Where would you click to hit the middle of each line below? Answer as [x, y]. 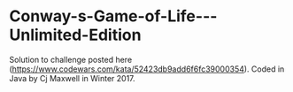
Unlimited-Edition [75, 35]
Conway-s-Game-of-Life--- [113, 16]
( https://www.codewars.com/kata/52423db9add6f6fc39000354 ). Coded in [147, 69]
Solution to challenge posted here [71, 59]
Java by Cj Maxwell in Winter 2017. [72, 78]
